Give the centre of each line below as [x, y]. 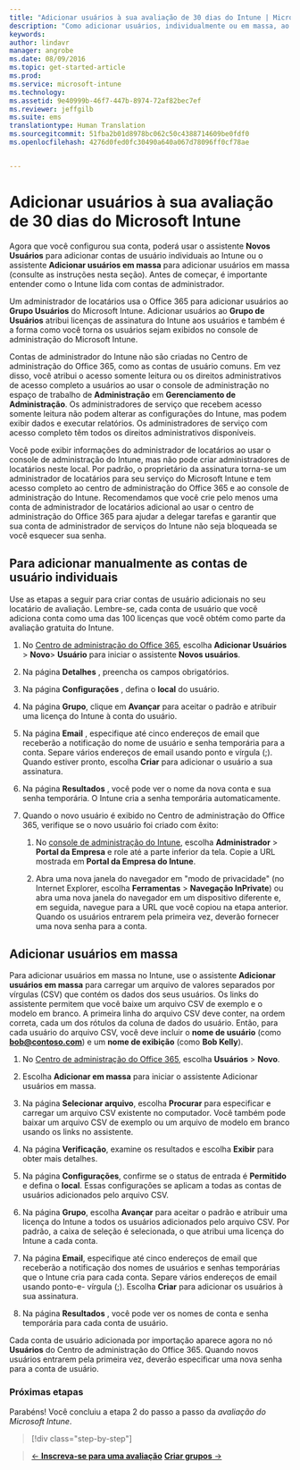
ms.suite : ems [36, 117]
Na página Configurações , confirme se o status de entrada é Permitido [154, 1176]
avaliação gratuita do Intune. [62, 628]
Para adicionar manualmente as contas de [129, 564]
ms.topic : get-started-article [67, 68]
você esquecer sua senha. [58, 535]
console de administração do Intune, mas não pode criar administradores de [150, 459]
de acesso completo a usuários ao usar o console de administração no [139, 384]
